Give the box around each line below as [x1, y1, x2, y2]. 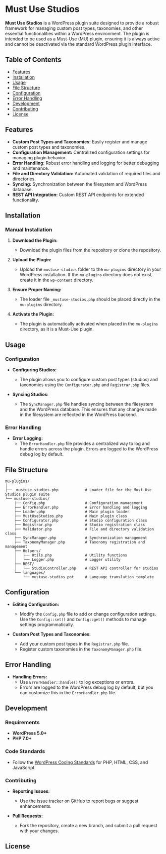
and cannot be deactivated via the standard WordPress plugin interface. [5, 41, 152, 47]
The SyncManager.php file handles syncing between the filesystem [19, 401, 154, 407]
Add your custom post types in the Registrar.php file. [19, 640, 129, 646]
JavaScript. [12, 764, 36, 770]
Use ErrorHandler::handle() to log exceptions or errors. [19, 679, 135, 685]
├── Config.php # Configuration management [14, 501, 143, 506]
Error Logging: [12, 435, 43, 441]
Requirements [5, 719, 40, 726]
